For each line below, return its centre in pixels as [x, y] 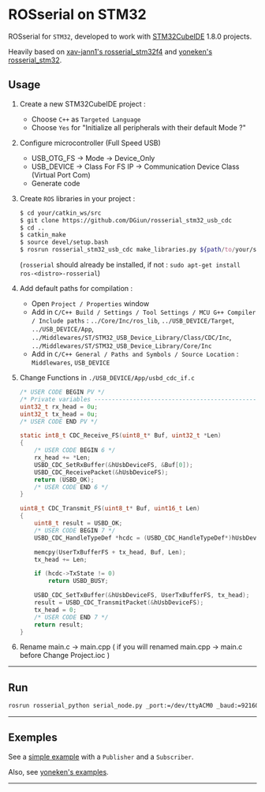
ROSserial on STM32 [78, 15]
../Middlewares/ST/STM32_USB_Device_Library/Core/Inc [121, 346]
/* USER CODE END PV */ [59, 421]
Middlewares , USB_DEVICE [71, 362]
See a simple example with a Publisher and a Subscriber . [101, 757]
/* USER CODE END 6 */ [71, 487]
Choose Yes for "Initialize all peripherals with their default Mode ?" [138, 127]
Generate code [56, 183]
